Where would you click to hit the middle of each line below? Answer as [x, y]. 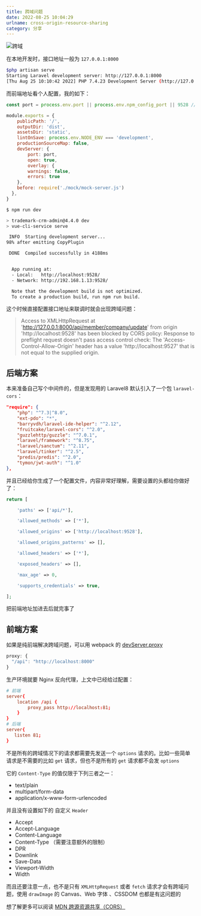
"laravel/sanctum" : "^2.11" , [53, 446]
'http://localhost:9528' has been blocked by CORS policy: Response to [108, 334]
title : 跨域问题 [25, 12]
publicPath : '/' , [39, 121]
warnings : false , [49, 171]
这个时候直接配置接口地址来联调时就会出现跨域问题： [72, 309]
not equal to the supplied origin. [60, 353]
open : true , [43, 160]
